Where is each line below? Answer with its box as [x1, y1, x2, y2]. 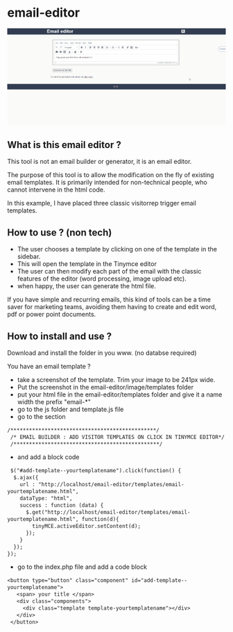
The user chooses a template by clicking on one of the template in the [17, 245, 217, 253]
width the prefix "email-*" [17, 398, 92, 406]
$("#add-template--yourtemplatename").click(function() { [10, 467, 182, 474]
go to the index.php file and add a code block [17, 563, 148, 571]
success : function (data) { [19, 502, 104, 509]
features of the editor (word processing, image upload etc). [17, 274, 187, 283]
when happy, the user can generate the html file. [17, 282, 156, 290]
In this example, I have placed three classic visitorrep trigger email [7, 199, 196, 208]
